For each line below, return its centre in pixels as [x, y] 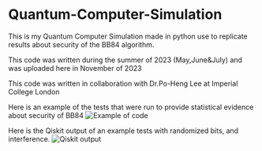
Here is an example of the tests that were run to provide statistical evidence [131, 107]
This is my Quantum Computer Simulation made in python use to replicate [128, 36]
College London [34, 91]
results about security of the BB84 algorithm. [81, 44]
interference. [29, 138]
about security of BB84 [46, 115]
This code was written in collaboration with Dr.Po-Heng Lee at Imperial [123, 83]
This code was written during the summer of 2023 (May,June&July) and [125, 60]
